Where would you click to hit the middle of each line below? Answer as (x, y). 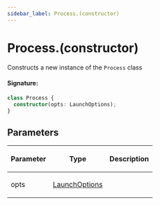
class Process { (31, 98)
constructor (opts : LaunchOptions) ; (65, 104)
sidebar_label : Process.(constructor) (63, 14)
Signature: (23, 83)
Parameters (33, 132)
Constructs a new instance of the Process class (75, 67)
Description (129, 159)
